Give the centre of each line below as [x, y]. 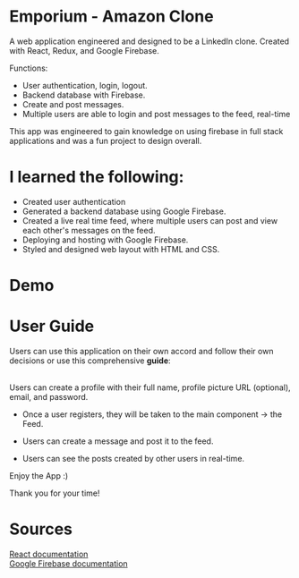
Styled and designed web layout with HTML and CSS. [121, 249]
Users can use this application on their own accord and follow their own [141, 351]
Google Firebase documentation [68, 563]
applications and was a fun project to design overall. [106, 140]
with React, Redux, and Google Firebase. [84, 50]
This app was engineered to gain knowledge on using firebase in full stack [146, 131]
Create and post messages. [73, 104]
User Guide [52, 326]
